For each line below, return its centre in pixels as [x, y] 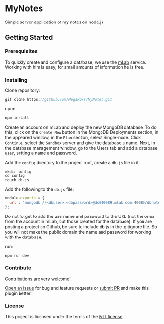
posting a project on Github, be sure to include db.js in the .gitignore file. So [81, 227]
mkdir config [18, 172]
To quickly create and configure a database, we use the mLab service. [76, 62]
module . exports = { [25, 198]
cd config [15, 176]
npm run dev [17, 256]
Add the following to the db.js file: [40, 189]
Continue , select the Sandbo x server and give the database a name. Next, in [80, 143]
